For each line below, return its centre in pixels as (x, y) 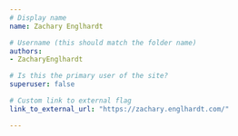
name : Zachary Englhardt (56, 26)
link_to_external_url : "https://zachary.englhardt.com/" (119, 109)
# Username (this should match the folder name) (103, 43)
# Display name (38, 18)
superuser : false (42, 84)
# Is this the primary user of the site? (89, 76)
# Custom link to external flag (70, 101)
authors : (26, 51)
